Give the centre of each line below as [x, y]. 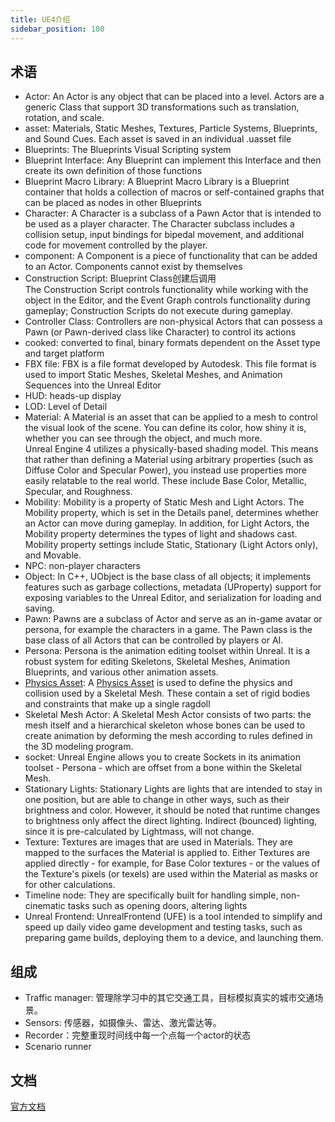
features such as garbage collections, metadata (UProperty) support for [173, 587]
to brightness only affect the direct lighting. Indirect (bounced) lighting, [171, 821]
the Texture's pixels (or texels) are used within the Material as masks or [171, 874]
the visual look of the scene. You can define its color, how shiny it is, [165, 428]
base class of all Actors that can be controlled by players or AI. [154, 640]
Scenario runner [58, 1047]
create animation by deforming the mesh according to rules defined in [168, 736]
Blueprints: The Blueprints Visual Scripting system [128, 150]
